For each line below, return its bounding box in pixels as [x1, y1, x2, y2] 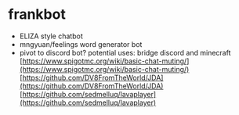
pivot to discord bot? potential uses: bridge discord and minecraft [19, 48, 231, 57]
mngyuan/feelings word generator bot [19, 39, 143, 49]
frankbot [8, 5, 67, 23]
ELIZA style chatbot [19, 31, 84, 41]
